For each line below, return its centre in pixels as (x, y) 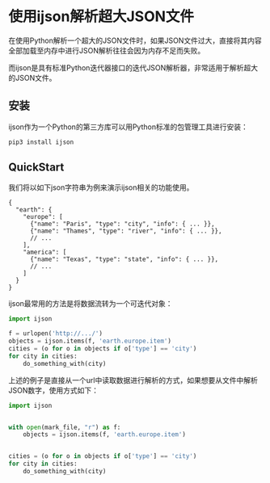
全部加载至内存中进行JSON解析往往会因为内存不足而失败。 (107, 50)
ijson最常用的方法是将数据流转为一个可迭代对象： (91, 304)
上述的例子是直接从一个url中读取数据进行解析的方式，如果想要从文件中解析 (133, 380)
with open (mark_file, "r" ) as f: (65, 427)
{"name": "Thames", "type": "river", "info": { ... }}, (126, 231)
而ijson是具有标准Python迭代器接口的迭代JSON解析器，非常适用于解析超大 (133, 67)
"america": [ (45, 252)
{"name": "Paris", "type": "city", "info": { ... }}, (122, 224)
